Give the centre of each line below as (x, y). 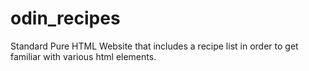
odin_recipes (65, 18)
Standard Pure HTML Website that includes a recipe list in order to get (154, 46)
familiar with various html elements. (83, 56)
